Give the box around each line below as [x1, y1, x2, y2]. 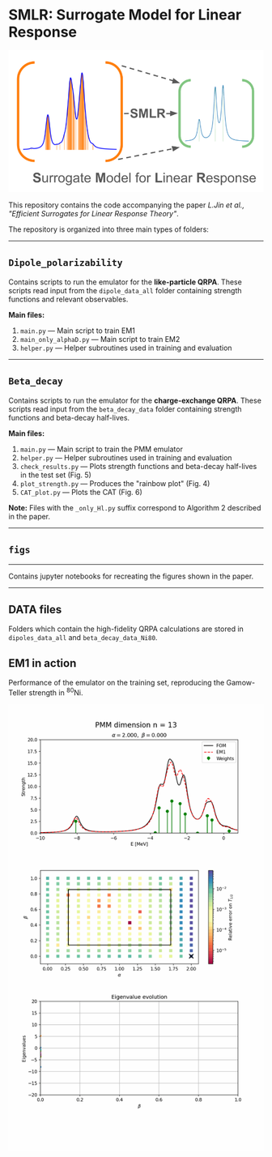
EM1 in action [8, 656, 77, 670]
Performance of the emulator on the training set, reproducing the [8, 678, 225, 687]
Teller [8, 687, 28, 698]
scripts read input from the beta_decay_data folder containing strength [8, 403, 242, 414]
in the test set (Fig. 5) [19, 470, 91, 480]
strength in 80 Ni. [28, 686, 83, 698]
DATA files [8, 602, 62, 617]
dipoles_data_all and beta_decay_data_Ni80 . [8, 633, 158, 643]
